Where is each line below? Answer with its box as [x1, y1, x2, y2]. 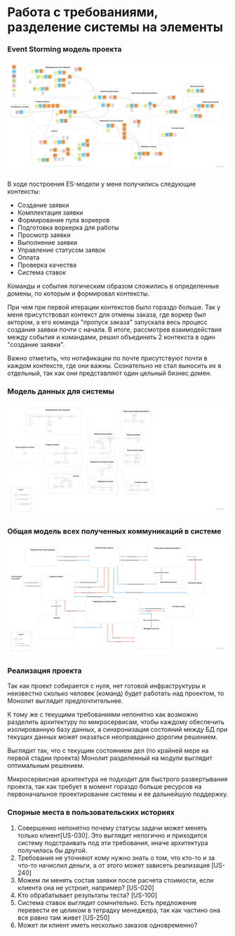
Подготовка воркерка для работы [17, 223, 119, 232]
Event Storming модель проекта [7, 44, 122, 54]
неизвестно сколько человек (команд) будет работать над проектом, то [7, 689, 224, 697]
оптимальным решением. [7, 761, 85, 770]
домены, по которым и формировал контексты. [7, 289, 149, 298]
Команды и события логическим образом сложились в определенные [7, 282, 220, 291]
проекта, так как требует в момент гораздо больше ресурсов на [7, 783, 202, 791]
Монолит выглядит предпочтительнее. [7, 697, 123, 705]
